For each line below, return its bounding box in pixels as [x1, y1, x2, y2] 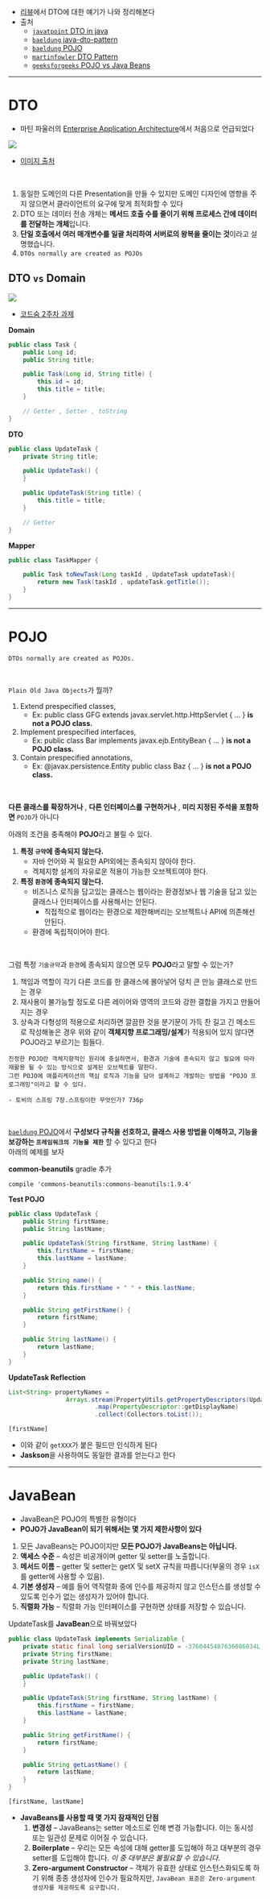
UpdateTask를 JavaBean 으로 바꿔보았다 [8, 1619, 137, 1629]
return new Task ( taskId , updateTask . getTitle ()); [37, 578, 211, 587]
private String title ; [22, 452, 99, 461]
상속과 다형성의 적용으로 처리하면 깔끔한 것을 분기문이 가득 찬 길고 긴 [19, 1017, 235, 1026]
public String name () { [22, 1276, 103, 1284]
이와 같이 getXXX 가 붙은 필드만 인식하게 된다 [19, 1441, 158, 1450]
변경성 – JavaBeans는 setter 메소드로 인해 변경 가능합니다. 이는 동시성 [31, 1823, 254, 1832]
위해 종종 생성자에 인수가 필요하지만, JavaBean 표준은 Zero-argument [40, 1873, 256, 1883]
